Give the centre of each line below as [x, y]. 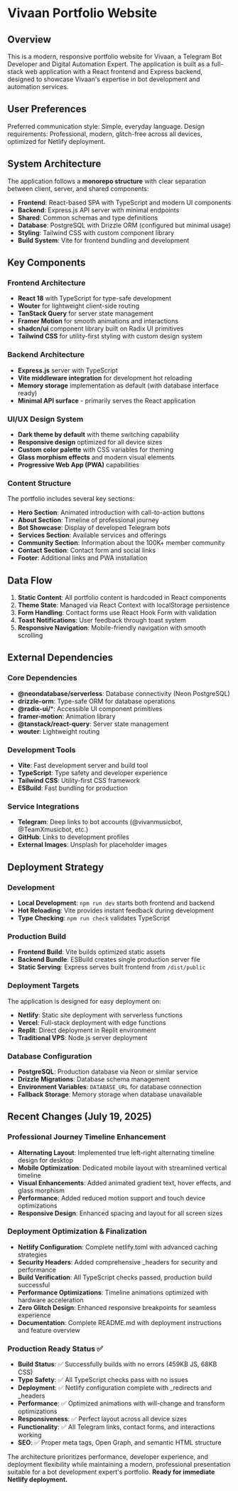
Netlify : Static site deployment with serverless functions [100, 1015]
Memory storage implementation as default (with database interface [118, 385]
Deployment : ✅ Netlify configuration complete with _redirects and [114, 1388]
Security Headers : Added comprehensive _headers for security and [118, 1262]
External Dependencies [60, 658]
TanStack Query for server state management [86, 313]
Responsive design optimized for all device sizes [90, 442]
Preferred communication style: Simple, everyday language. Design [106, 126]
